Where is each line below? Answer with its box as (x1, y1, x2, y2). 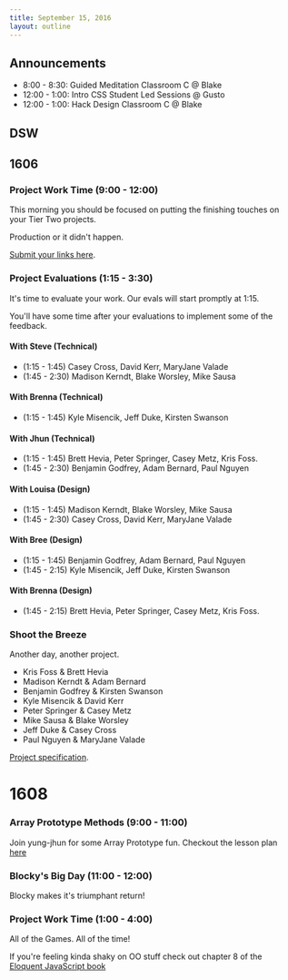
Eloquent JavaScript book (9, 961, 106, 972)
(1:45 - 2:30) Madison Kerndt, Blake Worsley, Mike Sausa (22, 371, 236, 382)
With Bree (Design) (9, 535, 84, 546)
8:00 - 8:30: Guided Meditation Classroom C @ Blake (22, 79, 223, 91)
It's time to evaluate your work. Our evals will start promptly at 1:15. (9, 292, 260, 303)
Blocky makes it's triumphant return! (9, 890, 145, 901)
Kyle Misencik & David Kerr (22, 696, 124, 707)
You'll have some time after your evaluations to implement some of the (9, 311, 273, 322)
